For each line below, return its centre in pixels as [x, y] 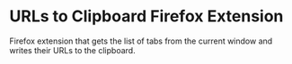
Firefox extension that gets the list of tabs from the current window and [141, 41]
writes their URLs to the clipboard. [73, 50]
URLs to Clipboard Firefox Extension [146, 16]
